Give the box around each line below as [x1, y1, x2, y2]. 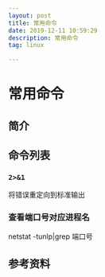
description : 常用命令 [8, 33, 79, 42]
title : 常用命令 [8, 19, 57, 27]
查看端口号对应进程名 [8, 212, 90, 223]
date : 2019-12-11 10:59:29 [8, 26, 98, 34]
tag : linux [8, 41, 45, 49]
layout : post [8, 11, 52, 20]
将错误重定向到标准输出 [8, 190, 85, 200]
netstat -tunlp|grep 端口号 [8, 232, 93, 241]
